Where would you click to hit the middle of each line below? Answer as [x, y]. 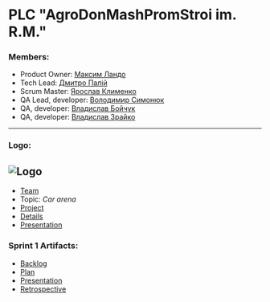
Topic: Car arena [48, 199]
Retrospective [43, 289]
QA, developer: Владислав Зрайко [78, 117]
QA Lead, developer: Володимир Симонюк [92, 100]
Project [32, 208]
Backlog [33, 263]
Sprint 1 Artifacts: [43, 246]
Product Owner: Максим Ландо [73, 75]
